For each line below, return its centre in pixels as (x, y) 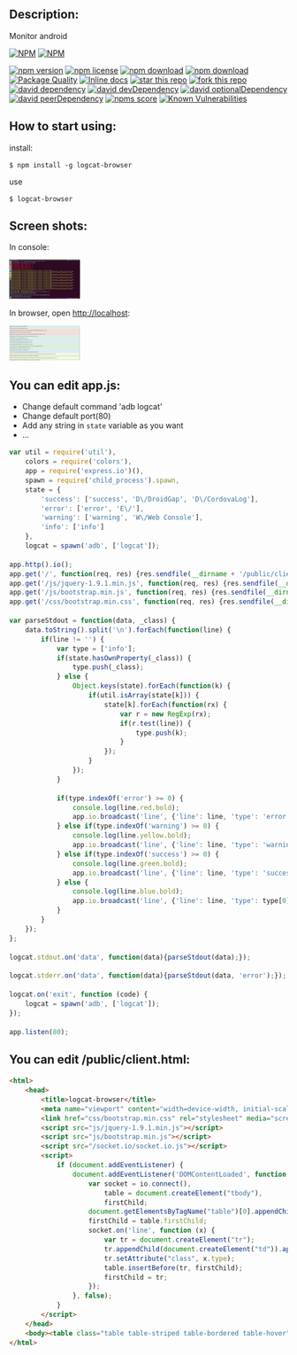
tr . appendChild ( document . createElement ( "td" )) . (193, 1249)
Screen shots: (49, 226)
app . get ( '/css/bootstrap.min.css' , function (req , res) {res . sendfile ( (142, 602)
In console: (30, 247)
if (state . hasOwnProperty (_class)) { (124, 658)
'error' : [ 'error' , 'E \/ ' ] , (92, 509)
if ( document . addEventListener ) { (120, 1165)
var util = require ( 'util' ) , (63, 452)
